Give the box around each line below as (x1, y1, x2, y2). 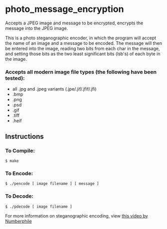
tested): (5, 75, 25, 82)
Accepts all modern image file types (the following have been (5, 68, 157, 75)
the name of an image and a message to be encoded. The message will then (5, 40, 163, 46)
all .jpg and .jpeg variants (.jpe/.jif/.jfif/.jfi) (12, 86, 97, 92)
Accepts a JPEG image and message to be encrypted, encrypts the (5, 20, 144, 26)
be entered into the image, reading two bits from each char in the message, (5, 45, 161, 51)
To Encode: (5, 170, 33, 177)
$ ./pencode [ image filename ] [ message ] (5, 181, 99, 186)
